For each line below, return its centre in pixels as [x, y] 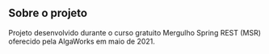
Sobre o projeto [48, 13]
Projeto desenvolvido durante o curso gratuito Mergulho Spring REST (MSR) [134, 32]
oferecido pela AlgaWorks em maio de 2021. [82, 41]
